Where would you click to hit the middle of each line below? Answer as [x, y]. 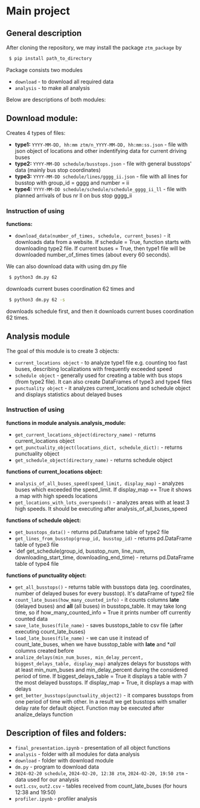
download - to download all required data [64, 82]
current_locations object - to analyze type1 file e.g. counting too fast [101, 362]
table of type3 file [37, 544]
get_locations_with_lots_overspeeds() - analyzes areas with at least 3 [102, 502]
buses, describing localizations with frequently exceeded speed [93, 369]
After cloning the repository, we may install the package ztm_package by [94, 47]
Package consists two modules [44, 70]
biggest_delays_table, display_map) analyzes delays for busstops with [103, 663]
